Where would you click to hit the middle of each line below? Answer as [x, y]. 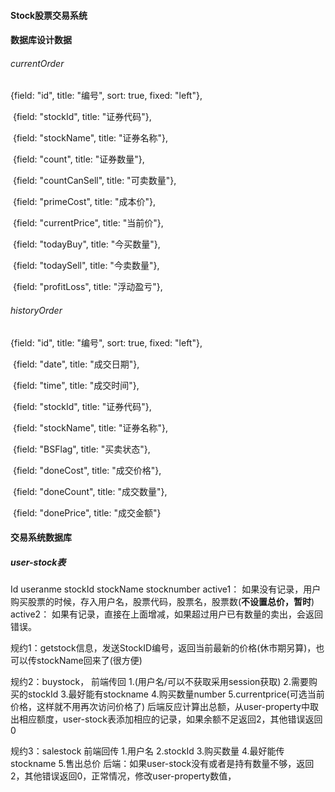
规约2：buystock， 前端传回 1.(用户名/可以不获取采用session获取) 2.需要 [159, 682]
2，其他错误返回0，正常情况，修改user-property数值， [123, 776]
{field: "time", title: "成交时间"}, [76, 385]
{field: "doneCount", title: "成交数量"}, [90, 491]
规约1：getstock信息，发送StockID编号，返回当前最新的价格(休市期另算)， [163, 648]
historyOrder [36, 310]
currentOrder [37, 63]
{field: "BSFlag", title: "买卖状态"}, [81, 449]
